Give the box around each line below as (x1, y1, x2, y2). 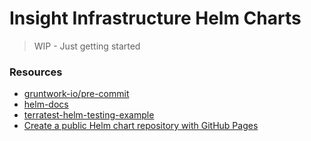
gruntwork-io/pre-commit (23, 88, 130, 100)
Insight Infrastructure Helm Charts (9, 7, 302, 30)
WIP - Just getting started (33, 40, 141, 52)
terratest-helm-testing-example (23, 109, 155, 121)
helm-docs (23, 98, 69, 111)
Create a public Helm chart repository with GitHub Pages (23, 120, 259, 132)
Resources (9, 65, 63, 79)
